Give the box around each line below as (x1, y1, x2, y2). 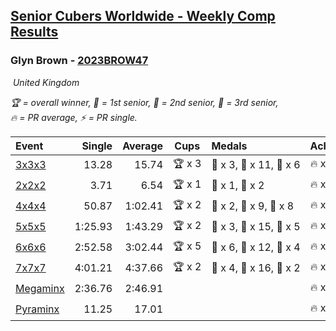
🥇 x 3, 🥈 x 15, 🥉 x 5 (211, 220, 301, 234)
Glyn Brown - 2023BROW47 (10, 54, 149, 68)
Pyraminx (15, 302, 60, 316)
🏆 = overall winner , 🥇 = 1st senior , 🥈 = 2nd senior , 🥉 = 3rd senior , (10, 96, 279, 108)
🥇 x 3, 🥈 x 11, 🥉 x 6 (211, 158, 301, 172)
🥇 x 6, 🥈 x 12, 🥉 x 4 (211, 240, 301, 254)
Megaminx (15, 282, 65, 296)
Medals (211, 139, 248, 153)
